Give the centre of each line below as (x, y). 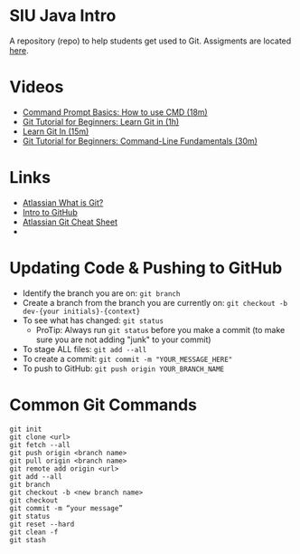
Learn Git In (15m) (56, 131)
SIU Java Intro (63, 16)
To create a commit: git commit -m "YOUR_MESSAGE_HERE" (127, 358)
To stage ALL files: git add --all (84, 349)
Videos (37, 87)
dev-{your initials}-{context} (81, 311)
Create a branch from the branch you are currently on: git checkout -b (155, 302)
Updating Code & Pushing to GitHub (146, 268)
